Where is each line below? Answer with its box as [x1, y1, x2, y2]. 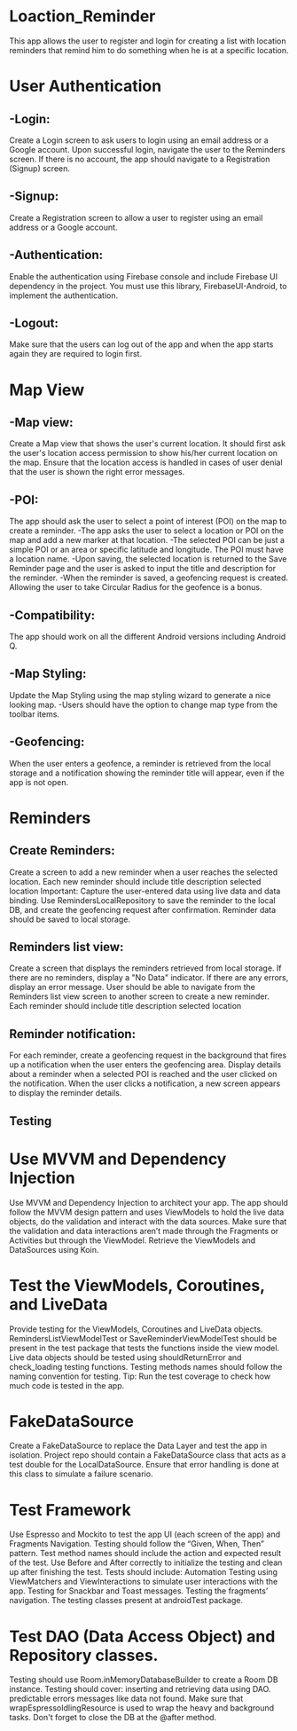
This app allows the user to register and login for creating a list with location [9, 35, 286, 46]
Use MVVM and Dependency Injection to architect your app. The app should [9, 1197, 288, 1208]
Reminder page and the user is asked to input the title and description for [9, 563, 277, 574]
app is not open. [9, 776, 69, 787]
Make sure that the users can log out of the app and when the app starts [9, 339, 274, 350]
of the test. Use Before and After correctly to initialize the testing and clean [9, 1557, 283, 1568]
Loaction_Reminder [9, 6, 156, 27]
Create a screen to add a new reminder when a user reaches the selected [9, 867, 278, 877]
